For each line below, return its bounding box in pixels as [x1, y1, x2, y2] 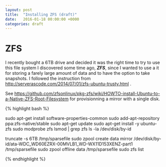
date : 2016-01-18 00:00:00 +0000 [5, 17, 79, 22]
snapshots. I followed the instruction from [5, 76, 91, 82]
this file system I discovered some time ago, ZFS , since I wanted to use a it [5, 65, 159, 71]
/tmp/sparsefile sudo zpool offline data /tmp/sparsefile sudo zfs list [5, 146, 144, 152]
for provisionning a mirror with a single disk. [69, 96, 160, 102]
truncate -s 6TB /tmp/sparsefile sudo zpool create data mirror [5, 136, 133, 142]
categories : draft [5, 21, 43, 27]
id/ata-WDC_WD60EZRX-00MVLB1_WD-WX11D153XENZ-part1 [5, 141, 133, 147]
